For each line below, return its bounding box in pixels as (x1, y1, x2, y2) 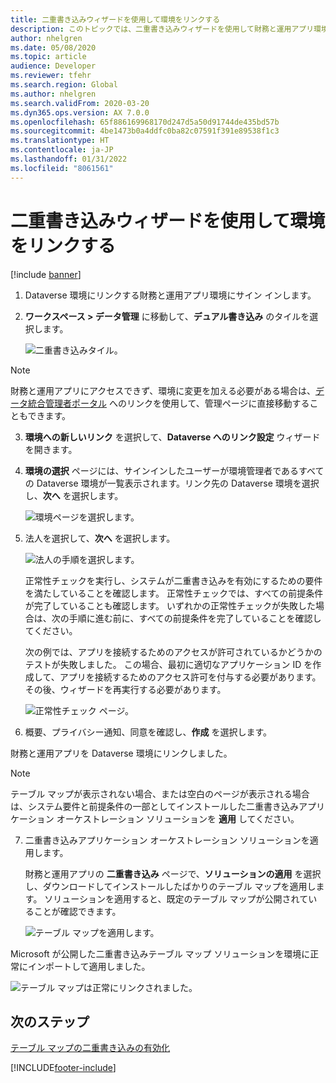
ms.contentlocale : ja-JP (10, 145, 114, 155)
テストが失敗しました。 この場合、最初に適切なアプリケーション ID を (24, 658, 313, 670)
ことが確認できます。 (33, 905, 122, 917)
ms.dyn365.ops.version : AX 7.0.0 (10, 107, 150, 118)
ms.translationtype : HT (10, 136, 110, 146)
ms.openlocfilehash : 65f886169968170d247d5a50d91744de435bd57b (10, 117, 280, 127)
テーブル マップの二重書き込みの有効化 (10, 1042, 171, 1054)
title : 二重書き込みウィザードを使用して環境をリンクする (10, 14, 221, 25)
